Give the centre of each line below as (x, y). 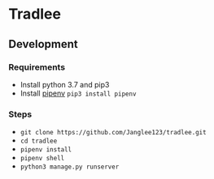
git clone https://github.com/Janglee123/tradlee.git (113, 133)
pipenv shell (42, 159)
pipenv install (46, 150)
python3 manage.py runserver (70, 167)
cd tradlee (39, 141)
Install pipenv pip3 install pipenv (78, 93)
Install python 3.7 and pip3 (65, 84)
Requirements (37, 67)
